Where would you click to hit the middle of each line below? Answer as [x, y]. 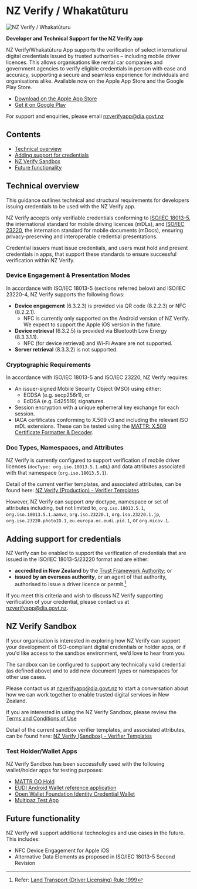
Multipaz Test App [37, 800]
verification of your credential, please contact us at [68, 601]
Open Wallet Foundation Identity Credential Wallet [74, 794]
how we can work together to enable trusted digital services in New [88, 694]
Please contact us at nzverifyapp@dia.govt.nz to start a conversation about [97, 688]
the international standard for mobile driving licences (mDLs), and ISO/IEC [95, 224]
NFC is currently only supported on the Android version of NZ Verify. [106, 318]
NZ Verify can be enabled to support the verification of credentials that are [96, 553]
